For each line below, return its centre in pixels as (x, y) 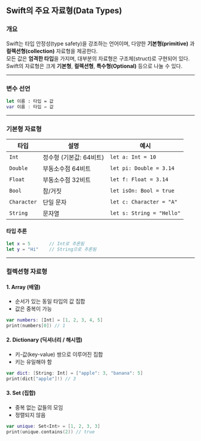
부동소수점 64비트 (67, 169)
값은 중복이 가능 (33, 309)
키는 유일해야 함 (33, 362)
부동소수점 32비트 (67, 180)
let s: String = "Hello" (145, 213)
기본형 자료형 (24, 129)
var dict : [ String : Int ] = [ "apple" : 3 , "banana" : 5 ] (75, 373)
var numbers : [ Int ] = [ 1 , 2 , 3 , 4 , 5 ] (55, 320)
